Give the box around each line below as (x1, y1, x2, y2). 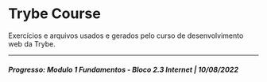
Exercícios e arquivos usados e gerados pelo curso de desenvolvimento (8, 31, 244, 40)
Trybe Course (8, 5, 101, 23)
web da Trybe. (8, 39, 56, 48)
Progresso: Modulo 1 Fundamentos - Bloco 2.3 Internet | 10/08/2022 (8, 65, 238, 74)
